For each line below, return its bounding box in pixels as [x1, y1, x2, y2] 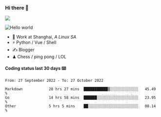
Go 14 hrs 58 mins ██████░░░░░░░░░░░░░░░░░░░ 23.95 [5, 95, 156, 100]
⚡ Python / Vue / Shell [12, 39, 57, 45]
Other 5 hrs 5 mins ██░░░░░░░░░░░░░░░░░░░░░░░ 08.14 [5, 103, 156, 109]
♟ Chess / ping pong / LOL [12, 54, 67, 60]
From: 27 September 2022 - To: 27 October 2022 [5, 78, 104, 83]
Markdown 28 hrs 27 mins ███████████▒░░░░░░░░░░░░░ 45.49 [5, 86, 156, 92]
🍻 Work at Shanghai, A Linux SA [12, 34, 77, 40]
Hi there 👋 [5, 4, 29, 11]
